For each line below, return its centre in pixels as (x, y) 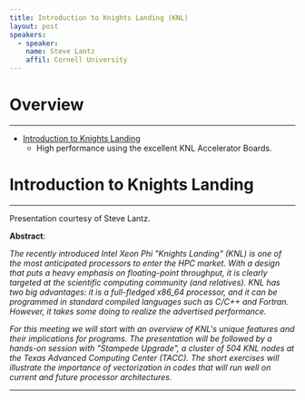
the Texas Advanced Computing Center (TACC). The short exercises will (144, 357)
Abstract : (28, 236)
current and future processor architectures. (91, 376)
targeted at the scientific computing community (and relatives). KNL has (145, 282)
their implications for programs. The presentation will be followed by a (141, 338)
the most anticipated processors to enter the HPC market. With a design (145, 263)
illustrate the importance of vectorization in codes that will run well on (140, 367)
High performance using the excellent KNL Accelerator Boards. (154, 148)
